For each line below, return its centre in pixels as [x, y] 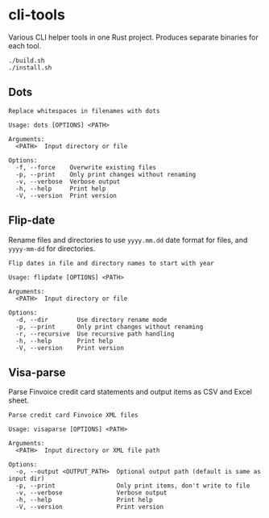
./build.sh [27, 61]
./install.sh [30, 67]
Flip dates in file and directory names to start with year [112, 263]
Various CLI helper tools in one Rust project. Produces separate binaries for [134, 37]
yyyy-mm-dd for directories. [52, 249]
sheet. [19, 400]
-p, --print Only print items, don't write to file [133, 486]
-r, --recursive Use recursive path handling [95, 334]
